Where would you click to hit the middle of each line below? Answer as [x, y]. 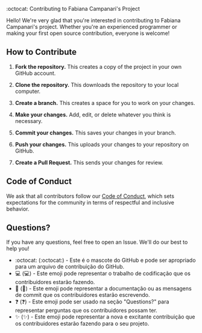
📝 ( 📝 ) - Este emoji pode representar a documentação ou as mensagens [103, 288]
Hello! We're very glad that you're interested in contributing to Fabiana [93, 20]
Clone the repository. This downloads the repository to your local [97, 84]
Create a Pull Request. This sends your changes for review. [89, 162]
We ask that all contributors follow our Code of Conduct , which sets [90, 196]
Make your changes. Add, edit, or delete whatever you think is [93, 115]
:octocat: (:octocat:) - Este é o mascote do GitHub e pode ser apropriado [105, 260]
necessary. [29, 121]
